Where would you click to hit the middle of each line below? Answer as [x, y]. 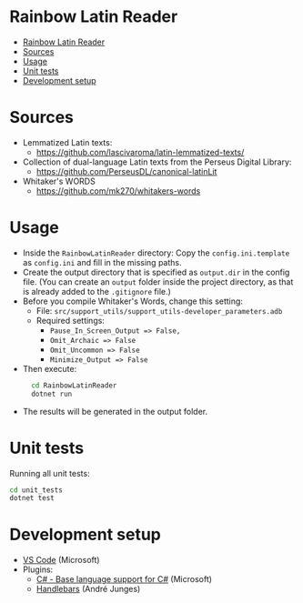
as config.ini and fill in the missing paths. [102, 262]
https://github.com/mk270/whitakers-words [118, 191]
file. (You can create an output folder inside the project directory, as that [158, 281]
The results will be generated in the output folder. [115, 411]
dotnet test [32, 498]
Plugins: [38, 569]
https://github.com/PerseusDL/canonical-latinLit [126, 171]
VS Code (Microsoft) [61, 560]
